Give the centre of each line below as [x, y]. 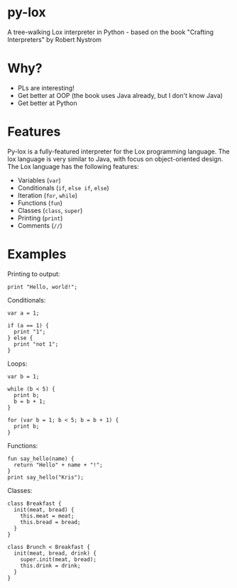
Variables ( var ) [39, 180]
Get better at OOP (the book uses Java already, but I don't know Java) [120, 95]
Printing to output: [34, 273]
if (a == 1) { [28, 325]
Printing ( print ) [40, 218]
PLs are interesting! [46, 88]
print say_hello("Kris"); [45, 477]
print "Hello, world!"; [43, 287]
